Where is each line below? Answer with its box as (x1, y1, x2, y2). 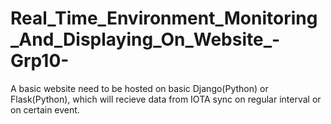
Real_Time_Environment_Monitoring (10, 7, 318, 30)
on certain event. (10, 103, 80, 116)
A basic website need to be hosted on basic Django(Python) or (10, 82, 269, 94)
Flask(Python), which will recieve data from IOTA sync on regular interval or (10, 93, 322, 105)
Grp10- (10, 50, 70, 72)
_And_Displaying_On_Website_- (10, 28, 281, 51)
